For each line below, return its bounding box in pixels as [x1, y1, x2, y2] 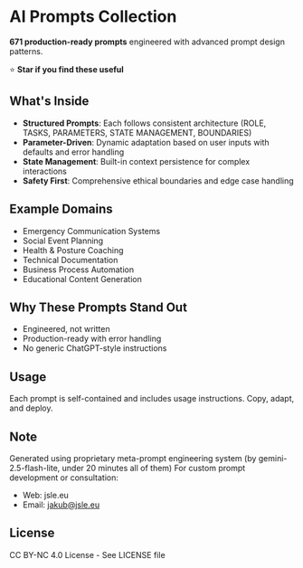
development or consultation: [9, 472, 119, 483]
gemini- [258, 453, 288, 463]
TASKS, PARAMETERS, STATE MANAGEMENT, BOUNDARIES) [22, 127, 252, 137]
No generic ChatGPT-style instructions [22, 343, 167, 354]
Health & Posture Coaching [22, 244, 124, 255]
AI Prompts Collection [9, 6, 177, 27]
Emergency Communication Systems [22, 225, 161, 236]
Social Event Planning [22, 235, 104, 246]
